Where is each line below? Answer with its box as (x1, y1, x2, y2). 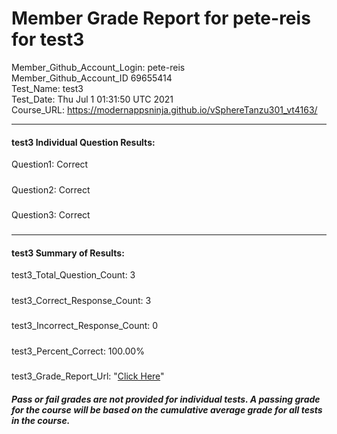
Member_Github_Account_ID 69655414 (11, 72, 173, 84)
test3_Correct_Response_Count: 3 (11, 294, 152, 306)
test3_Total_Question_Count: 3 (11, 269, 136, 281)
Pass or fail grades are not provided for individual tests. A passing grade (11, 393, 321, 405)
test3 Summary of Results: (11, 247, 125, 259)
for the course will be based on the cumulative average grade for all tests (11, 403, 323, 416)
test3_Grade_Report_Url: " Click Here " (11, 370, 165, 382)
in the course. (11, 414, 71, 426)
